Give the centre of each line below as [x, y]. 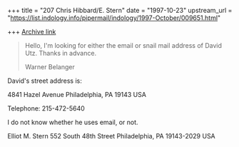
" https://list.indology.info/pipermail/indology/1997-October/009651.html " [114, 18]
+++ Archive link [32, 32]
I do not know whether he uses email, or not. [73, 122]
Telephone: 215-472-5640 [46, 108]
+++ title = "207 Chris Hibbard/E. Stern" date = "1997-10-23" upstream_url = [120, 10]
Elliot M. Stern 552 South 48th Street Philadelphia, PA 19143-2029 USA [111, 136]
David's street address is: [45, 81]
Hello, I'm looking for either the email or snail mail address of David [123, 45]
